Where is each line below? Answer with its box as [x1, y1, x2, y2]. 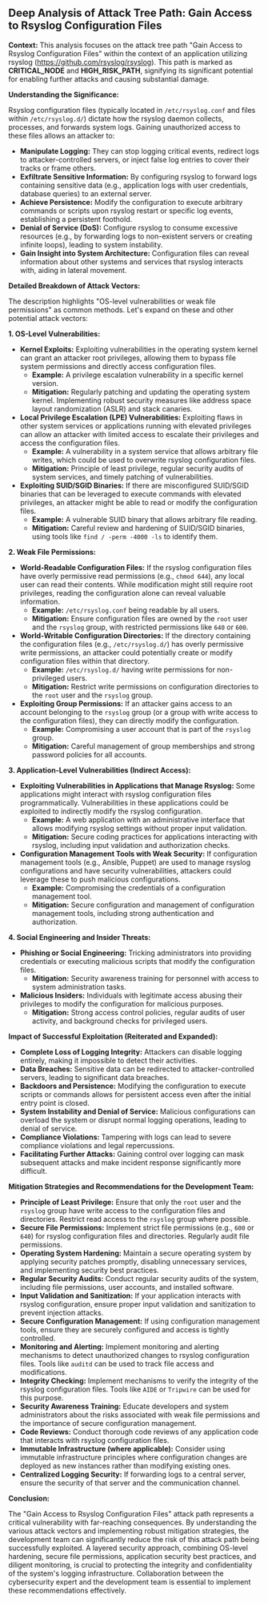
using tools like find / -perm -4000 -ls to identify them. [31, 532, 218, 541]
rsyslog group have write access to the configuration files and [19, 1205, 226, 1215]
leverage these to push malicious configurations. [19, 874, 181, 884]
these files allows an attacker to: [8, 131, 115, 140]
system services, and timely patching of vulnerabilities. [31, 472, 214, 481]
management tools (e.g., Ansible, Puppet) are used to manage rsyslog [19, 857, 251, 867]
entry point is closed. [19, 1098, 90, 1107]
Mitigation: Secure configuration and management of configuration [31, 900, 254, 910]
